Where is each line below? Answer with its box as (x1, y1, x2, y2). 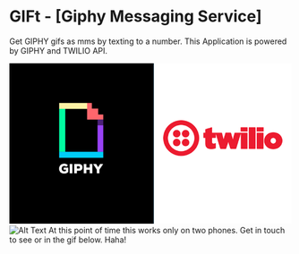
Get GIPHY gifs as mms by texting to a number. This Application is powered (9, 36, 287, 47)
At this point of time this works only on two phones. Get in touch (48, 225, 286, 236)
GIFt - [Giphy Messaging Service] (9, 6, 262, 27)
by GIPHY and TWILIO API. (9, 45, 108, 55)
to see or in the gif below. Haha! (9, 234, 127, 245)
